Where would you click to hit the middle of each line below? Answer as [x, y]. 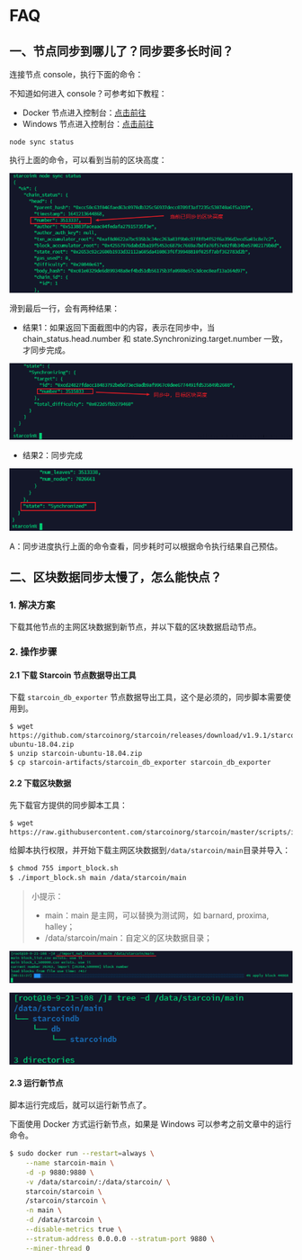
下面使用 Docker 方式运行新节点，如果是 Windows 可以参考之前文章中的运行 [151, 1124]
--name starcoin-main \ [70, 1163]
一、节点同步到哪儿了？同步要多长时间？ [121, 51]
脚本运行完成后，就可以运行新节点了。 [80, 1105]
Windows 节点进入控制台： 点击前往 [88, 124]
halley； [60, 926]
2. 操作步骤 [33, 652]
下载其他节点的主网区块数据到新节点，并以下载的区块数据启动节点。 [135, 626]
